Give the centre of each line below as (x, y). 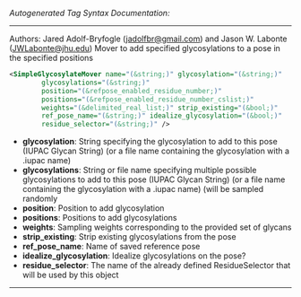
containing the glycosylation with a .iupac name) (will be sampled (143, 189)
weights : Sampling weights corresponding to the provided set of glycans (157, 227)
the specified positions (52, 58)
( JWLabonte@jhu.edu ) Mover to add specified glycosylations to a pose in (145, 48)
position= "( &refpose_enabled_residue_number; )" (132, 91)
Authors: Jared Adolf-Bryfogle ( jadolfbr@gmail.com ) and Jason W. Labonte (149, 39)
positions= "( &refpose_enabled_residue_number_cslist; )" (148, 99)
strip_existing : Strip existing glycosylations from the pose (129, 237)
